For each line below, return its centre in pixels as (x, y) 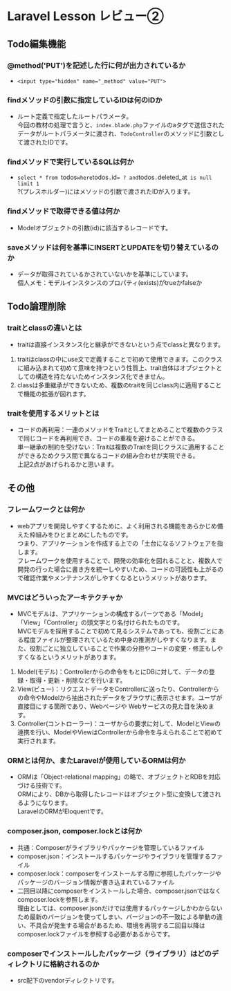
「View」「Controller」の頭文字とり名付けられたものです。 (100, 622)
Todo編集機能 (37, 44)
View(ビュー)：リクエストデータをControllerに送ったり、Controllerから (118, 689)
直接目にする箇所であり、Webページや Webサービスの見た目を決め (113, 706)
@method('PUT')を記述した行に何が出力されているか (96, 65)
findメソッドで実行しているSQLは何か (71, 162)
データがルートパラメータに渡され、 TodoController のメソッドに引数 (114, 133)
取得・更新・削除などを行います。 (78, 680)
